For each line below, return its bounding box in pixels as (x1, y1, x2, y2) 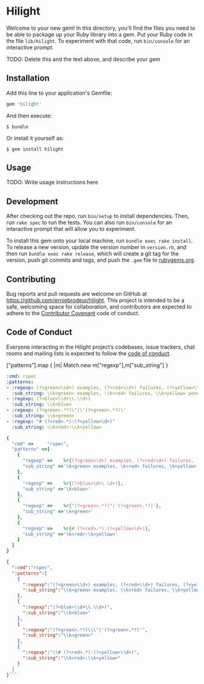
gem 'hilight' (6, 101, 42, 107)
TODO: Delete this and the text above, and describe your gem (6, 55, 161, 63)
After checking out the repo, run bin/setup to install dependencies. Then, (6, 213, 189, 220)
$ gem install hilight (6, 146, 64, 152)
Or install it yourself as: (6, 134, 64, 142)
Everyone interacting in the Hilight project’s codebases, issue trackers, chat (6, 343, 195, 351)
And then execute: (6, 112, 52, 119)
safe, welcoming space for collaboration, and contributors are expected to (6, 303, 192, 310)
